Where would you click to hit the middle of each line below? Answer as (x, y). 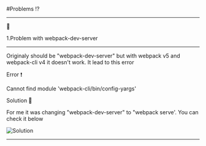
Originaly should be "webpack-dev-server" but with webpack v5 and (93, 56)
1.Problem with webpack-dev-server (52, 38)
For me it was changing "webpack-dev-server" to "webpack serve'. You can (103, 112)
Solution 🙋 (19, 100)
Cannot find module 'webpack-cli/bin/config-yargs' (71, 89)
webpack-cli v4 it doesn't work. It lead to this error (70, 62)
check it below (25, 119)
